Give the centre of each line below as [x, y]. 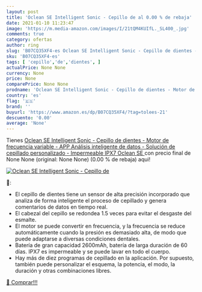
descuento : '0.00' [29, 118]
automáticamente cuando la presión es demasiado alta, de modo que [100, 233]
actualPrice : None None [36, 67]
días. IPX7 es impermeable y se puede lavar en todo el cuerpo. [93, 252]
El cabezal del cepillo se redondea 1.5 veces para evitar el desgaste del [103, 213]
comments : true [25, 34]
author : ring [23, 46]
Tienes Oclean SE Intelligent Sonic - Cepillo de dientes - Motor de [88, 140]
